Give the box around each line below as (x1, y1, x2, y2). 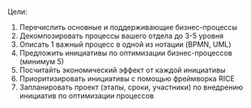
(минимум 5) (19, 56, 65, 66)
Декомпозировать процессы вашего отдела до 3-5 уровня (19, 31, 224, 40)
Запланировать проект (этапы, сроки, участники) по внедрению (19, 82, 244, 92)
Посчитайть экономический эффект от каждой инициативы (19, 65, 226, 75)
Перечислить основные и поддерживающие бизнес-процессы (19, 23, 238, 31)
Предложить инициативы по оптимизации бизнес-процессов (19, 48, 232, 57)
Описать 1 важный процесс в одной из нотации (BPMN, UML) (19, 39, 232, 49)
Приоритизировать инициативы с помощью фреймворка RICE (19, 74, 236, 83)
